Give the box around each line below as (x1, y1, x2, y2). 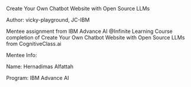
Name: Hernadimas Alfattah (6, 63, 74, 70)
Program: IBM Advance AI (6, 75, 69, 81)
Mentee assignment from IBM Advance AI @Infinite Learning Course (6, 28, 173, 35)
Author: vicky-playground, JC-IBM (6, 16, 90, 23)
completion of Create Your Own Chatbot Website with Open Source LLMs (6, 34, 185, 41)
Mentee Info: (6, 52, 37, 58)
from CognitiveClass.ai (6, 41, 61, 47)
